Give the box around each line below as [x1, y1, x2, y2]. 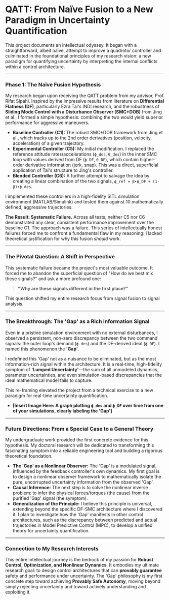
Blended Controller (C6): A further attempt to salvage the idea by [12, 173, 150, 179]
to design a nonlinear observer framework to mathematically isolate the [12, 474, 161, 480]
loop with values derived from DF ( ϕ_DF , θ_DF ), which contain [12, 157, 139, 163]
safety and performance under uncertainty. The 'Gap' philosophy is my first [5, 573, 163, 579]
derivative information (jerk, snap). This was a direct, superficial [25, 162, 158, 168]
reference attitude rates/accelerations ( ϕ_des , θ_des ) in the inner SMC [12, 151, 157, 157]
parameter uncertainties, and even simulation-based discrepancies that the [5, 372, 162, 378]
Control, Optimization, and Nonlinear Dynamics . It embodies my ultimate [5, 562, 159, 568]
